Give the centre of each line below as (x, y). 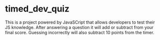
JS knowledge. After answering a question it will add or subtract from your (79, 27)
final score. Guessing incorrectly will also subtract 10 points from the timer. (80, 32)
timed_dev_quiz (37, 9)
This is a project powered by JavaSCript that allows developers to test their (80, 22)
